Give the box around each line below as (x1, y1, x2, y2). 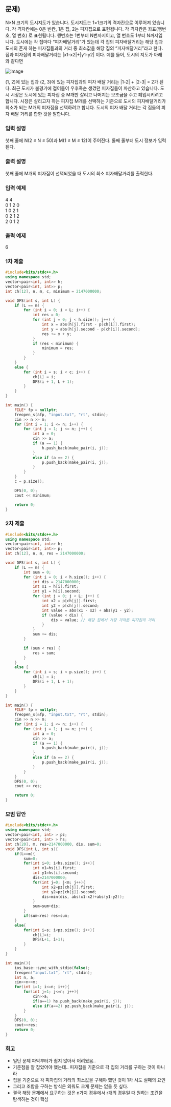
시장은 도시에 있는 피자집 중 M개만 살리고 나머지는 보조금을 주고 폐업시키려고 (10, 91, 163, 97)
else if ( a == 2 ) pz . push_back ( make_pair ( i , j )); (32, 1003, 134, 1009)
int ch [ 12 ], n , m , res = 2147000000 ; (5, 551, 86, 556)
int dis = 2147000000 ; (32, 579, 81, 584)
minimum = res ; (41, 345, 74, 351)
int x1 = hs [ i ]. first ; (32, 866, 77, 871)
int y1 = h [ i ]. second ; (32, 589, 81, 594)
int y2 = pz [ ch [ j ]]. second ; (41, 889, 97, 894)
